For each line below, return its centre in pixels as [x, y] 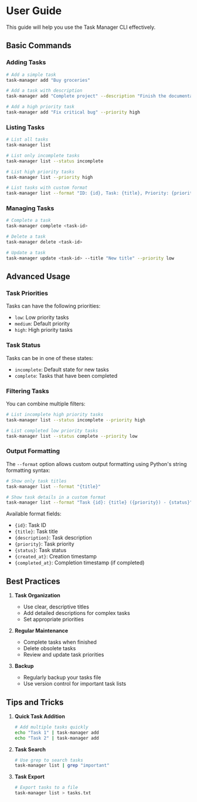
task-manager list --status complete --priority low [72, 436]
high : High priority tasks [44, 330]
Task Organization [37, 595]
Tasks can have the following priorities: [53, 306]
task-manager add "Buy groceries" [48, 80]
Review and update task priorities [64, 655]
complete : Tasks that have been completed [66, 375]
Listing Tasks [26, 127]
